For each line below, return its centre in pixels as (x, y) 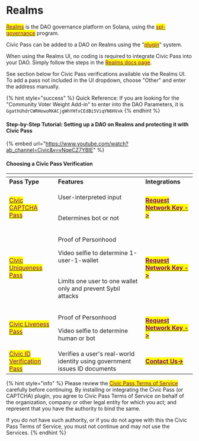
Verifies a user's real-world (97, 354)
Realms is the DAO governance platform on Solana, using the (81, 27)
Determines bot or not (89, 218)
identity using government (95, 361)
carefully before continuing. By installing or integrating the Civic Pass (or (95, 390)
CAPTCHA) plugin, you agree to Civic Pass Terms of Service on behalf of (95, 396)
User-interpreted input (90, 198)
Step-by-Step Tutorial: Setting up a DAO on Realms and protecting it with (97, 124)
